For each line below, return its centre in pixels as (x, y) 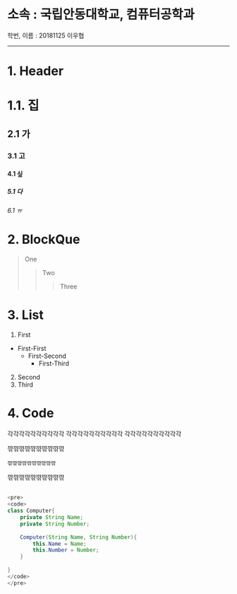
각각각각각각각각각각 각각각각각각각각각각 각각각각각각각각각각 (95, 433)
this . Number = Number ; (66, 550)
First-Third (54, 363)
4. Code (31, 413)
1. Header (36, 71)
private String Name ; (51, 518)
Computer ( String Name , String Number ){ (79, 537)
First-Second (47, 356)
